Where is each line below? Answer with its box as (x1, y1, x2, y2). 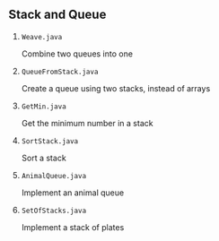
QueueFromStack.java (21, 67, 99, 76)
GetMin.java (21, 102, 66, 111)
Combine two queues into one (21, 48, 134, 59)
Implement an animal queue (21, 187, 125, 198)
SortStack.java (21, 136, 79, 146)
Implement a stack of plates (21, 221, 125, 232)
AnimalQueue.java (21, 171, 87, 180)
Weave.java (21, 32, 63, 41)
